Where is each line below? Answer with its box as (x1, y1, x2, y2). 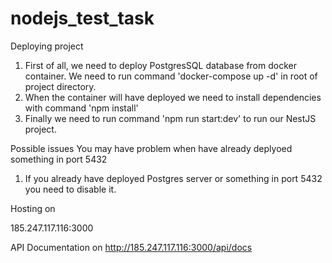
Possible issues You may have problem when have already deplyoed (10, 142, 293, 154)
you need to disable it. (24, 183, 117, 195)
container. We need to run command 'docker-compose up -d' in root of (24, 70, 318, 82)
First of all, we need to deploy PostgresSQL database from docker (24, 59, 297, 71)
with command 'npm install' (24, 102, 139, 114)
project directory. (24, 80, 97, 92)
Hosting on (10, 202, 56, 214)
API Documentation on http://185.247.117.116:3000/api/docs (10, 241, 253, 253)
